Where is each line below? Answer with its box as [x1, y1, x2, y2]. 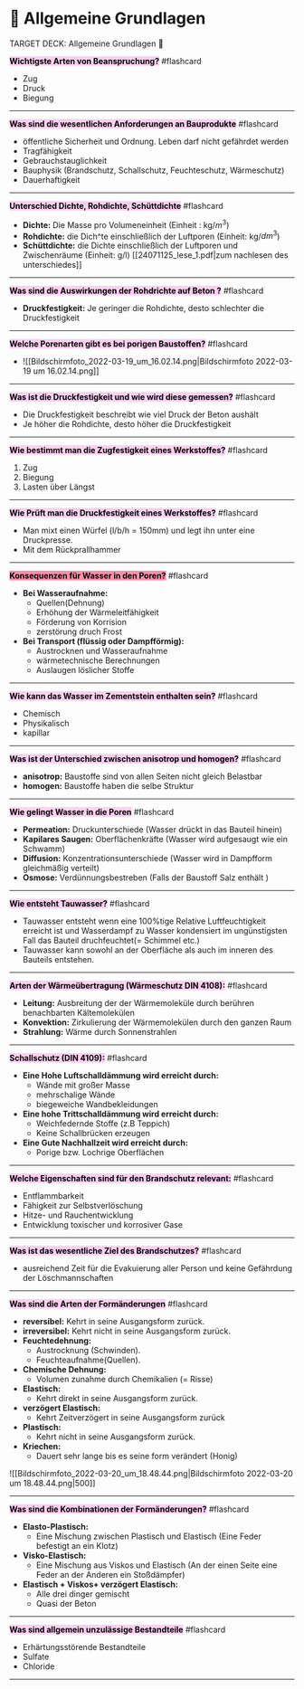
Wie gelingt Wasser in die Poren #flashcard [9, 807, 175, 818]
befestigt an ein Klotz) [35, 1541, 119, 1551]
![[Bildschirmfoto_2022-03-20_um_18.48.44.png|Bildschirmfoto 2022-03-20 [9, 1468, 294, 1479]
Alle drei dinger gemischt [35, 1589, 130, 1599]
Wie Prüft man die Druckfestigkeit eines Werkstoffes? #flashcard [9, 508, 259, 518]
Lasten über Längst [22, 481, 95, 492]
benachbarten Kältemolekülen [22, 1008, 136, 1019]
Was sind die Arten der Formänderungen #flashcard [9, 1298, 208, 1310]
